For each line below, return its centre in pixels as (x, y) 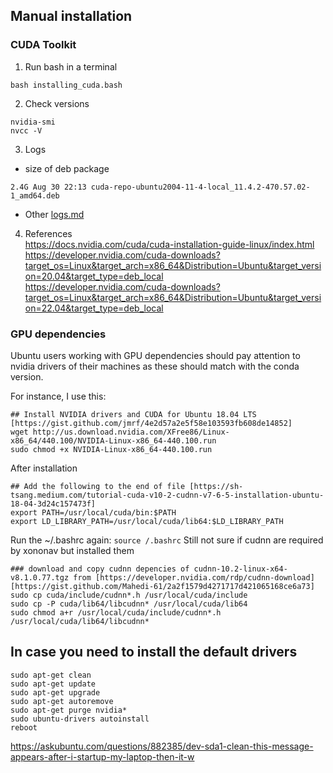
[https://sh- (216, 486)
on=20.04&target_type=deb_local (94, 276)
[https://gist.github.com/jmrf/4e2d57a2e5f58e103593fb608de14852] (151, 423)
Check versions (57, 103)
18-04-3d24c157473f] (53, 504)
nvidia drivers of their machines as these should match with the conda (155, 366)
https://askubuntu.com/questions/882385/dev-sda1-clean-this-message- (162, 746)
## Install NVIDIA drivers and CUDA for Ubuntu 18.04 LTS (133, 414)
